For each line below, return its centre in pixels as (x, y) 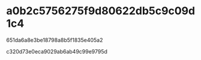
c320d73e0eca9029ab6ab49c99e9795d (57, 51)
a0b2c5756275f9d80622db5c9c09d (101, 11)
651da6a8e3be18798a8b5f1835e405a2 (55, 40)
